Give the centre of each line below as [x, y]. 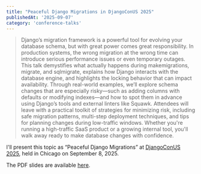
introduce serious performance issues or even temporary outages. [103, 59]
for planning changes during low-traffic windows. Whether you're [102, 123]
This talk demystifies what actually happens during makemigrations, [105, 65]
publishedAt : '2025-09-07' [40, 17]
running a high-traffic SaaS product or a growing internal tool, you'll [104, 129]
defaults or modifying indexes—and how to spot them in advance [101, 97]
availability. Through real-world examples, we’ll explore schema [99, 85]
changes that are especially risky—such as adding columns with [100, 91]
